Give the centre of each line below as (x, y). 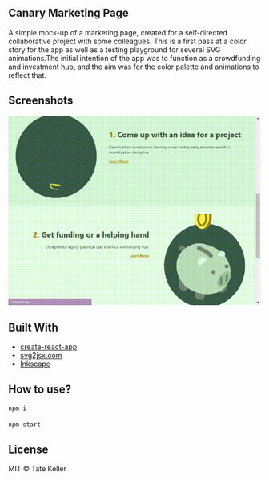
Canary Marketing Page (69, 13)
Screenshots (41, 101)
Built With (33, 328)
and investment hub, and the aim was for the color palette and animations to (134, 67)
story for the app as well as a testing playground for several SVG (114, 49)
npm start (25, 425)
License (28, 449)
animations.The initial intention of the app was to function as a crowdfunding (134, 58)
